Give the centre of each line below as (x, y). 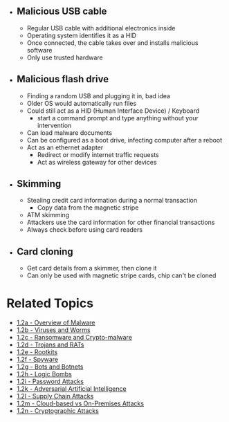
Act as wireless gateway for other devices (97, 162)
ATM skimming (48, 215)
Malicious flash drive (63, 79)
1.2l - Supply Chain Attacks (55, 396)
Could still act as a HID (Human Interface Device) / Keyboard (113, 111)
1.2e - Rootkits (37, 352)
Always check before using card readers (85, 230)
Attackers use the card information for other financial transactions (121, 222)
